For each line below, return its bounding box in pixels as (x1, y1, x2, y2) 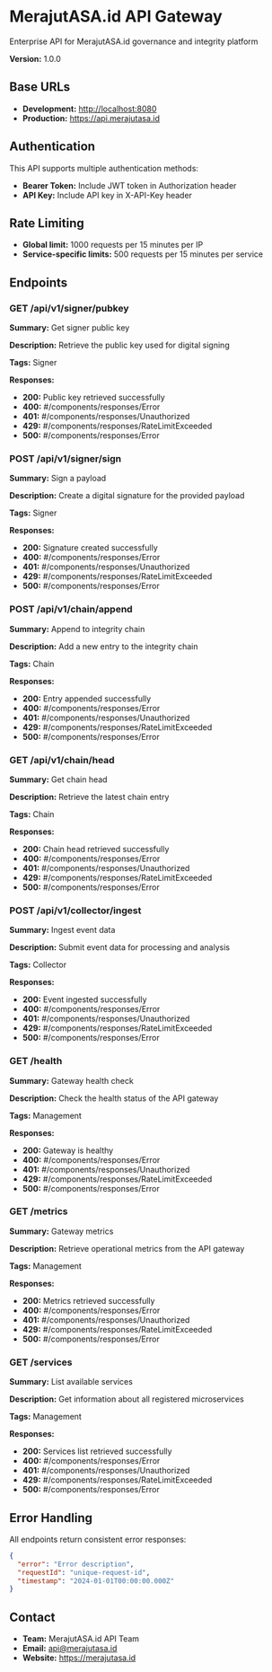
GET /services (9, 1356, 73, 1368)
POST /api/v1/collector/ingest (9, 904, 142, 917)
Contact (9, 1609, 56, 1624)
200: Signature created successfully (22, 542, 159, 553)
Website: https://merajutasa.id (22, 1652, 136, 1663)
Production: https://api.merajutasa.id (22, 112, 160, 123)
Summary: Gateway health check (9, 1075, 135, 1086)
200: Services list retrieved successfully (22, 1446, 172, 1456)
